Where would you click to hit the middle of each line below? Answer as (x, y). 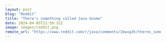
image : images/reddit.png (32, 28)
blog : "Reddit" (21, 14)
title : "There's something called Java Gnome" (54, 18)
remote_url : (17, 32)
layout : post (19, 9)
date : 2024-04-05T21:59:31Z (34, 23)
